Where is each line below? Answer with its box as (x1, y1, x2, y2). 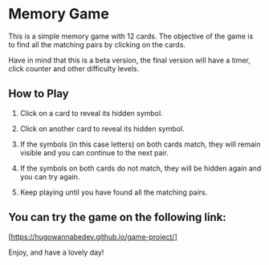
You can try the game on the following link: (8, 211, 226, 224)
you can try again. (19, 171, 80, 181)
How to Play (8, 87, 70, 101)
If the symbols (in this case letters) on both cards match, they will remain (19, 139, 261, 149)
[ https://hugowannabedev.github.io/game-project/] (8, 231, 178, 241)
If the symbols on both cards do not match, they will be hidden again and (19, 163, 262, 173)
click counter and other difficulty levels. (8, 63, 139, 73)
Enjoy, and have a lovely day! (8, 247, 104, 257)
